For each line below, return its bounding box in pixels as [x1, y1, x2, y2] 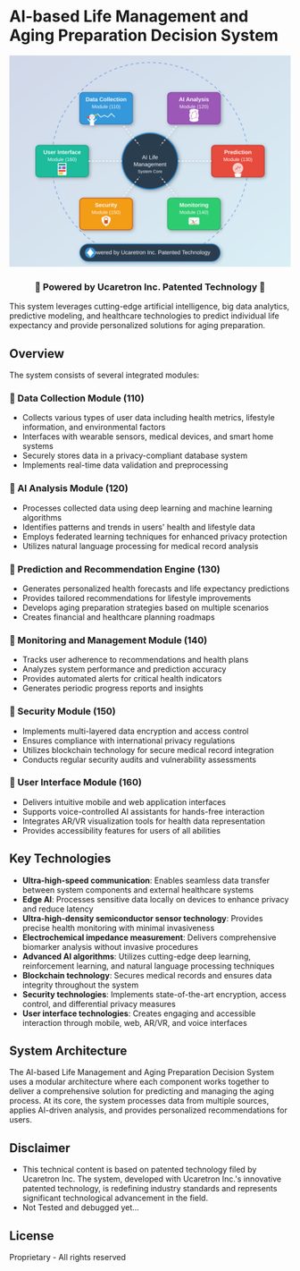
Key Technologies [9, 852, 112, 867]
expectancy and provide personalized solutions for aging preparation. [9, 320, 266, 331]
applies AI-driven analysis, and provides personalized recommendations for [9, 1105, 287, 1115]
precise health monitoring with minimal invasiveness [21, 922, 215, 933]
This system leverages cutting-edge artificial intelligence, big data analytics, [9, 301, 290, 312]
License [9, 1228, 54, 1243]
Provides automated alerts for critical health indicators [21, 674, 222, 684]
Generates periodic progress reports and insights [21, 682, 204, 694]
